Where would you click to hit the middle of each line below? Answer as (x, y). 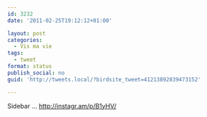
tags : (15, 53)
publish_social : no (36, 73)
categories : (25, 40)
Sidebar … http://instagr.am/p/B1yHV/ (62, 106)
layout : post (27, 33)
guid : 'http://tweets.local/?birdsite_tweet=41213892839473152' (104, 79)
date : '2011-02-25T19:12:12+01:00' (60, 21)
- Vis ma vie (33, 47)
